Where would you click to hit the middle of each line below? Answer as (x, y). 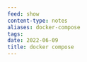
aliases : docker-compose (44, 27)
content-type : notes (38, 21)
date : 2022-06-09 (33, 41)
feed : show (23, 14)
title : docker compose (41, 47)
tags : (15, 34)
